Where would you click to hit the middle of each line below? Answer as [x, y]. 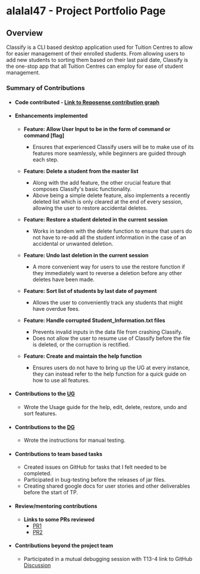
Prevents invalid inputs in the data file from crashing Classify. [107, 332]
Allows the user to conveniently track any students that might [108, 302]
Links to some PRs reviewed [59, 519]
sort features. [40, 413]
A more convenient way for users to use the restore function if [109, 267]
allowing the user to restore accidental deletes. [90, 208]
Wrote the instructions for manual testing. [75, 440]
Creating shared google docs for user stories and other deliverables [107, 486]
